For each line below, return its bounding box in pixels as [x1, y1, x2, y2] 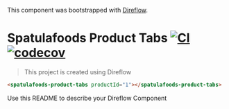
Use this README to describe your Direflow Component [7, 94, 167, 102]
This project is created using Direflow [24, 67, 132, 76]
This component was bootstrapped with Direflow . [7, 6, 148, 14]
